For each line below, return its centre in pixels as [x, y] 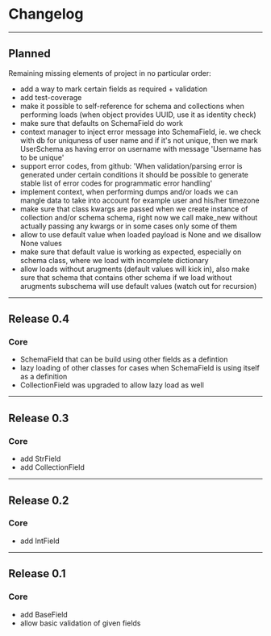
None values [41, 243]
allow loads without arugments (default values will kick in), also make [135, 269]
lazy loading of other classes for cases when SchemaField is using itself [140, 368]
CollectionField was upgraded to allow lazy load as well [112, 385]
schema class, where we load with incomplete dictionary [114, 260]
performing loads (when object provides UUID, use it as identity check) [138, 115]
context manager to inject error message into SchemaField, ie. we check [140, 132]
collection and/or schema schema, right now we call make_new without [139, 217]
